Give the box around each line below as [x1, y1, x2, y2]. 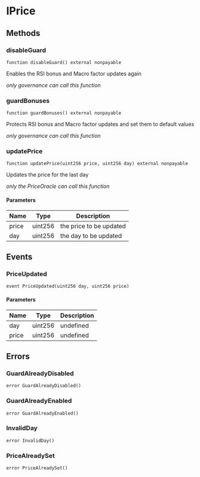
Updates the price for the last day [6, 171, 89, 178]
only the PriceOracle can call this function [6, 183, 110, 190]
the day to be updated [60, 232, 122, 240]
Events [6, 252, 33, 262]
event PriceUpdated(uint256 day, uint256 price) [6, 283, 130, 290]
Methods [6, 28, 41, 38]
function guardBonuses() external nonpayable [6, 110, 121, 116]
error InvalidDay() [6, 437, 55, 443]
